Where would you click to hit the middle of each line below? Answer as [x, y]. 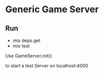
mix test [21, 46]
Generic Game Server [52, 9]
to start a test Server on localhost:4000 [47, 66]
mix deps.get [27, 40]
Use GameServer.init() [29, 56]
